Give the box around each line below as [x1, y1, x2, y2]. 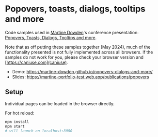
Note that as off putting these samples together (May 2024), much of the [5, 44, 151, 50]
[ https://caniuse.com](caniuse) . [5, 59, 68, 65]
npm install [5, 119, 29, 124]
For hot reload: [5, 110, 35, 116]
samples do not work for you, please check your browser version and [5, 54, 144, 60]
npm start [5, 124, 25, 129]
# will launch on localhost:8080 [5, 128, 73, 133]
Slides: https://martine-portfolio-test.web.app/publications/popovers [12, 74, 149, 80]
